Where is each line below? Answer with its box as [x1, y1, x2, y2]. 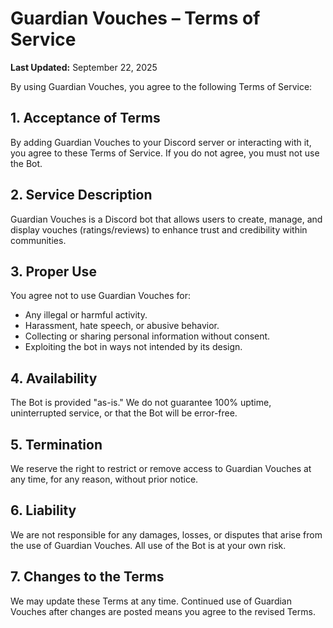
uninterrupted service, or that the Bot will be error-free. [10, 407, 238, 419]
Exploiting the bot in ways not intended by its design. [24, 341, 243, 353]
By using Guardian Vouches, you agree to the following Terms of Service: [10, 80, 313, 92]
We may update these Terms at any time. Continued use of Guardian [10, 595, 292, 607]
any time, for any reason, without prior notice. [10, 473, 199, 485]
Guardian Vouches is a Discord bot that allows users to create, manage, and [10, 213, 323, 225]
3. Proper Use [10, 263, 97, 280]
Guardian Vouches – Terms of [10, 7, 261, 30]
